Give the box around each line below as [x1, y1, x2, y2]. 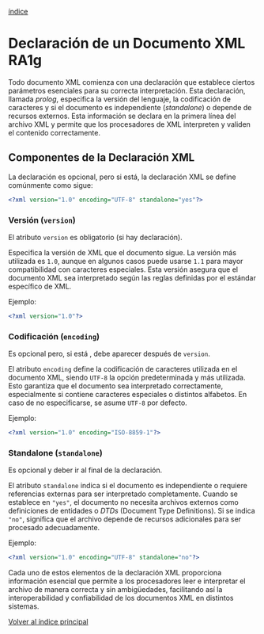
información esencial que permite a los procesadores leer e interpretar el [8, 576, 247, 586]
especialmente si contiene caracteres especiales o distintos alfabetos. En [8, 390, 247, 399]
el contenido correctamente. [8, 128, 101, 137]
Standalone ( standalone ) [8, 447, 103, 458]
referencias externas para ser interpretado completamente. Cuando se [8, 489, 239, 498]
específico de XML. [8, 281, 72, 291]
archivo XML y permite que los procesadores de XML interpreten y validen [8, 119, 251, 129]
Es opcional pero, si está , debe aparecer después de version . [8, 349, 211, 359]
